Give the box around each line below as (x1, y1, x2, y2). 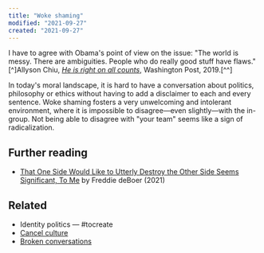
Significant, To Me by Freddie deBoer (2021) (19, 176, 166, 185)
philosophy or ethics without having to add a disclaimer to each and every (8, 89, 251, 99)
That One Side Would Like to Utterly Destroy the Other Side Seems (19, 167, 239, 177)
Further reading (8, 146, 88, 159)
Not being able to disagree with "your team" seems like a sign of (31, 115, 243, 124)
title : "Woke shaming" (8, 11, 84, 20)
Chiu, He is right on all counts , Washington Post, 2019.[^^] (42, 65, 233, 75)
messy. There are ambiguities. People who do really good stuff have (8, 56, 232, 66)
